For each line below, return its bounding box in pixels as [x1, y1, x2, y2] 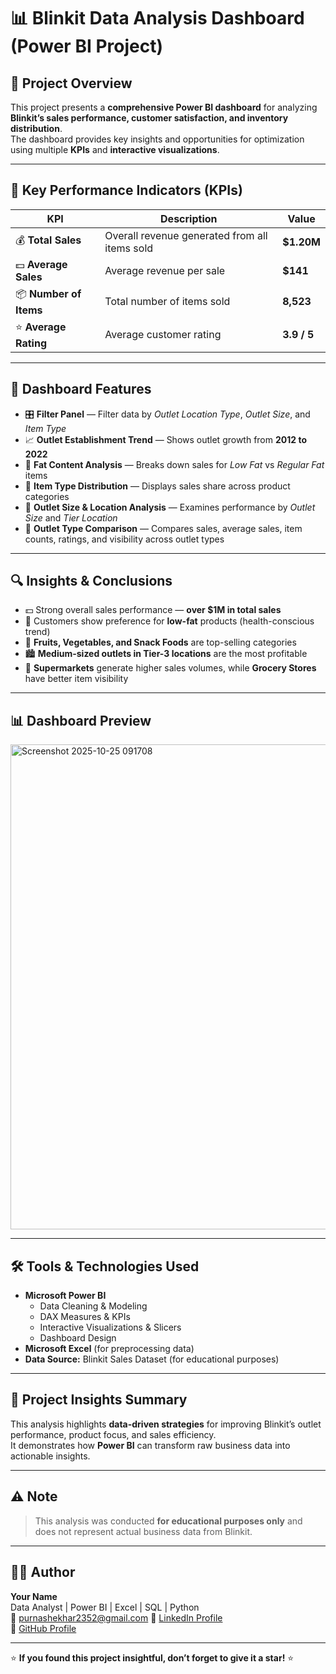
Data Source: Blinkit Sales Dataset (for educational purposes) [24, 1353, 280, 1365]
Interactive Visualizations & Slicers [39, 1321, 182, 1334]
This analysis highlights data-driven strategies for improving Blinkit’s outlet [10, 1418, 322, 1430]
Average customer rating [104, 328, 222, 342]
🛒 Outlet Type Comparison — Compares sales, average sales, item [24, 522, 303, 534]
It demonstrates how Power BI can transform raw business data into [10, 1439, 291, 1451]
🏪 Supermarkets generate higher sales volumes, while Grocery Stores [24, 662, 317, 674]
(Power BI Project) [10, 35, 163, 58]
